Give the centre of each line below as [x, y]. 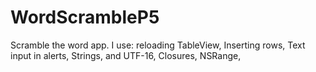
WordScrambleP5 [85, 17]
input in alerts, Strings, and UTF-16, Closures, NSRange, [126, 55]
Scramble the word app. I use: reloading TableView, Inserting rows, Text [158, 45]
